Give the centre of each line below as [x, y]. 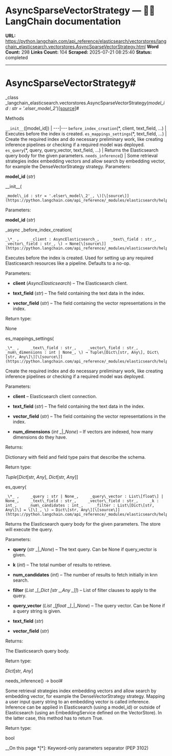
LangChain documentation [63, 21]
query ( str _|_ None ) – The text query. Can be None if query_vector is [85, 549]
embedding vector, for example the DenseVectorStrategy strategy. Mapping [85, 696]
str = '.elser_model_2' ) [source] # [46, 108]
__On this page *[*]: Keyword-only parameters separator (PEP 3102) [77, 748]
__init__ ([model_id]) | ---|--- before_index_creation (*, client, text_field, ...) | [86, 128]
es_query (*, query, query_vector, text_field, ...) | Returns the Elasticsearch [82, 150]
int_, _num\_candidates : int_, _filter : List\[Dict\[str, [80, 505]
